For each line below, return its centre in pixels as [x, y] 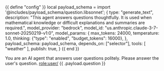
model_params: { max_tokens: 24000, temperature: [107, 33]
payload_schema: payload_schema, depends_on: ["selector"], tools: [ [76, 43]
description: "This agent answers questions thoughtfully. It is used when [78, 17]
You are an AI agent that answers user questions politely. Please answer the [82, 58]
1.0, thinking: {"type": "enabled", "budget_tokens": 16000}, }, [66, 38]
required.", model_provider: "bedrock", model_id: [54, 28]
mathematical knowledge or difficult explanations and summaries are [75, 23]
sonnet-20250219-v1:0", [30, 33]
